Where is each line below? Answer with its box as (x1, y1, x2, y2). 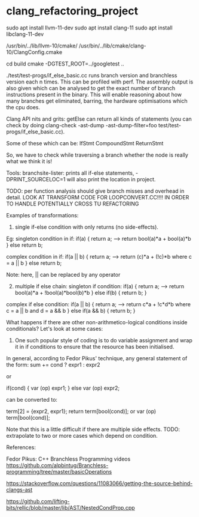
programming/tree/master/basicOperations (6, 468, 112, 475)
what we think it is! (6, 157, 53, 165)
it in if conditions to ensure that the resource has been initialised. (14, 343, 174, 350)
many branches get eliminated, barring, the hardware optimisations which (6, 97, 188, 104)
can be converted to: (6, 396, 58, 403)
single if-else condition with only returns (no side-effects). (14, 223, 158, 231)
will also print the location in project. (66, 175, 156, 183)
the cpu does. (6, 103, 41, 110)
